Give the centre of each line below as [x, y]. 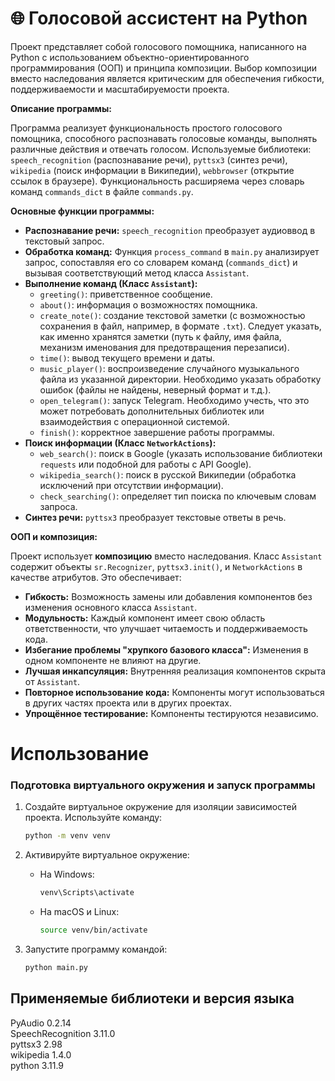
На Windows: [67, 874]
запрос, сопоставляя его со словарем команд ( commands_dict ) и [161, 262]
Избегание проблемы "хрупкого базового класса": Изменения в [166, 649]
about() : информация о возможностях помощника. [148, 304]
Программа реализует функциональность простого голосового [146, 128]
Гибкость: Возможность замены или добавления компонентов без [168, 596]
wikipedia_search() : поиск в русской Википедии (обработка [168, 474]
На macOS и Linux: [79, 912]
